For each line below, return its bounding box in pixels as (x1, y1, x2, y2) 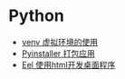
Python (8, 5, 64, 26)
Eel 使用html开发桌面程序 (21, 59, 116, 70)
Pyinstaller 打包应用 (21, 47, 96, 59)
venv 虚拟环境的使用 (21, 36, 99, 47)
